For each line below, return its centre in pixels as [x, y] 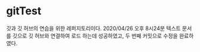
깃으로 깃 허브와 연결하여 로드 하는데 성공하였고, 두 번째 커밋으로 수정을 [95, 36]
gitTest [24, 11]
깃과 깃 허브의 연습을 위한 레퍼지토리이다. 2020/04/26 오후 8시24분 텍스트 [93, 28]
